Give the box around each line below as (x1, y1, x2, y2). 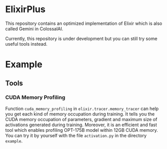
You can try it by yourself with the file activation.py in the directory (5, 132, 147, 138)
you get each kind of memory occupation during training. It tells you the (5, 110, 155, 117)
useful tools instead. (5, 41, 48, 47)
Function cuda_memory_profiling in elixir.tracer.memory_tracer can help (5, 105, 159, 111)
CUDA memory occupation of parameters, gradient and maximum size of (5, 116, 158, 122)
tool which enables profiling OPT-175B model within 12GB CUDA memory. (5, 127, 158, 133)
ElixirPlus (5, 4, 46, 15)
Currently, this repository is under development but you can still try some (5, 35, 158, 42)
